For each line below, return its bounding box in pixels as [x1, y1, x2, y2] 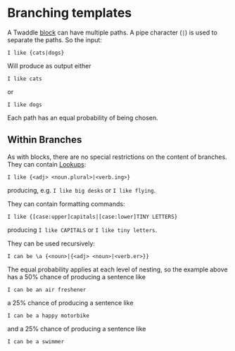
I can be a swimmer [7, 338, 65, 345]
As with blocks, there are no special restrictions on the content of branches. [7, 153, 227, 161]
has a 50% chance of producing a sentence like [7, 272, 146, 281]
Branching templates [7, 5, 132, 21]
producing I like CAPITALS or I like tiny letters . [7, 225, 158, 234]
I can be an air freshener [7, 286, 87, 293]
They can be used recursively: [7, 239, 95, 248]
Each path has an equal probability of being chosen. [7, 113, 158, 122]
